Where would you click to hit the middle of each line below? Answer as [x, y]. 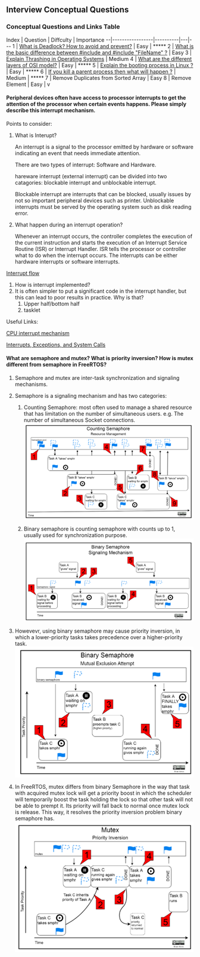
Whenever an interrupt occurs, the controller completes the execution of [104, 236]
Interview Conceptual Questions [68, 10]
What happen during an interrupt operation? [69, 224]
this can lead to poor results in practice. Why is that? [79, 297]
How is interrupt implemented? [52, 284]
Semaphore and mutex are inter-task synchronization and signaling [97, 378]
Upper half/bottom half [52, 303]
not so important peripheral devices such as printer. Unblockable [94, 200]
